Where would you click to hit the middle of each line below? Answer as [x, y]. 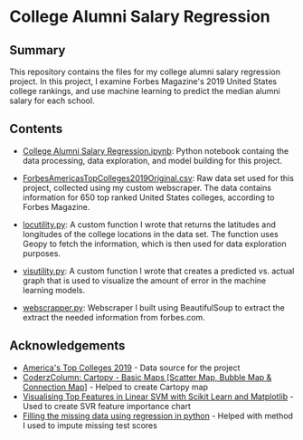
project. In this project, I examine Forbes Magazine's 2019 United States [143, 81]
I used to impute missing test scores [90, 425]
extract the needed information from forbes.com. [114, 317]
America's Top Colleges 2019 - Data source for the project [131, 368]
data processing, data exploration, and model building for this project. [152, 160]
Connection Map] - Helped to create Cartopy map [115, 387]
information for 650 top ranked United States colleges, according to [148, 197]
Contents [36, 129]
